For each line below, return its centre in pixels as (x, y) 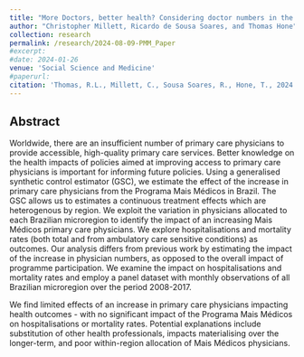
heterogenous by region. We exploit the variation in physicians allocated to (148, 211)
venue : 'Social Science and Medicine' (82, 69)
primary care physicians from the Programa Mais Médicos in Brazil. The (143, 192)
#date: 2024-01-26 (44, 60)
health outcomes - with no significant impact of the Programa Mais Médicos (151, 315)
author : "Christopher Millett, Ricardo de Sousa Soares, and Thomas (141, 26)
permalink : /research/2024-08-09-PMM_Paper (93, 43)
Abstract (35, 122)
